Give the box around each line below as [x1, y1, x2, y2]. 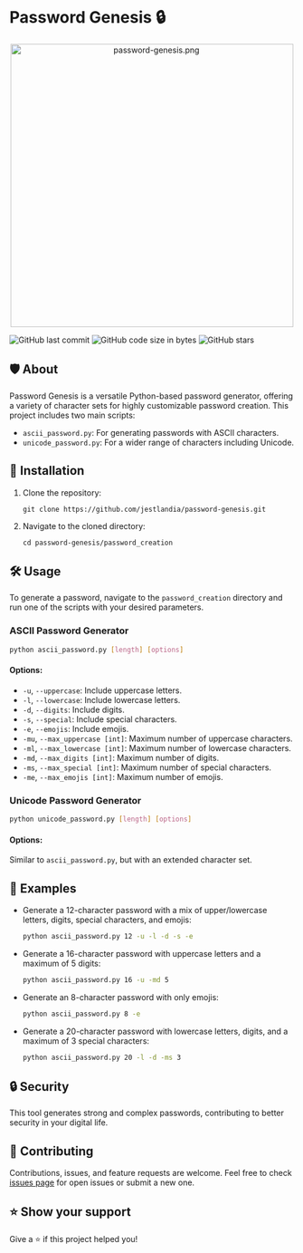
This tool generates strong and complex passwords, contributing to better [9, 1107, 285, 1119]
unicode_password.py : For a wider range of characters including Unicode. [22, 437, 295, 448]
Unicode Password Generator [9, 794, 142, 806]
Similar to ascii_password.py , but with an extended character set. [9, 854, 253, 865]
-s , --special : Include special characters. [22, 713, 178, 725]
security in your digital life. [9, 1117, 109, 1128]
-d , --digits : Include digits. [22, 704, 125, 715]
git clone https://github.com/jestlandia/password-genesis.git [22, 505, 267, 514]
